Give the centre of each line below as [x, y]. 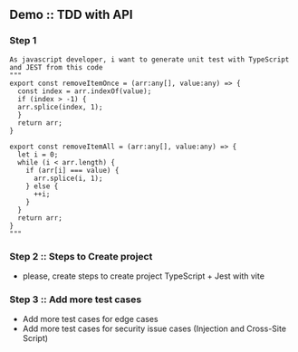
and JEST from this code [56, 67]
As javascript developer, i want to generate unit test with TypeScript [149, 59]
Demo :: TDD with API [71, 15]
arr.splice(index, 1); [60, 107]
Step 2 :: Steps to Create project [81, 256]
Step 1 [23, 41]
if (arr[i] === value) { [72, 170]
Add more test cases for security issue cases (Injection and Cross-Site [154, 328]
